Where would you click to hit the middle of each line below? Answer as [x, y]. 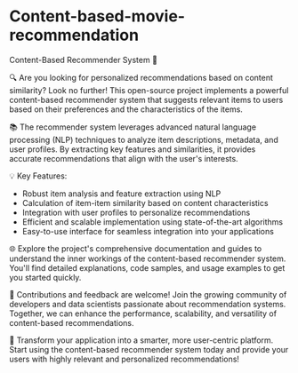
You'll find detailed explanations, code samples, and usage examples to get [147, 267]
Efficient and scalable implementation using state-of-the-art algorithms [152, 222]
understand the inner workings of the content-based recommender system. [148, 258]
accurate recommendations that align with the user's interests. [124, 158]
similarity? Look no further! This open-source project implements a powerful [149, 90]
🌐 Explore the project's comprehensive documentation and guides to [136, 248]
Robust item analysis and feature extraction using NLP [121, 194]
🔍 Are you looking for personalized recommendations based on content [141, 77]
